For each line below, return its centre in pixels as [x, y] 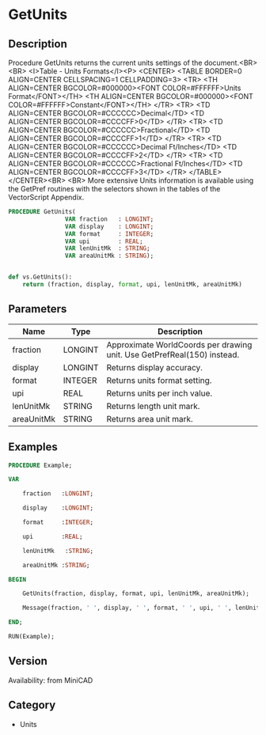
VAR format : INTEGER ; [109, 234]
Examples [33, 447]
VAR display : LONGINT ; [109, 226]
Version [28, 661]
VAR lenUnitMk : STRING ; [107, 248]
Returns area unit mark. [150, 419]
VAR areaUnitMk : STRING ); [109, 256]
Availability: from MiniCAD [51, 680]
